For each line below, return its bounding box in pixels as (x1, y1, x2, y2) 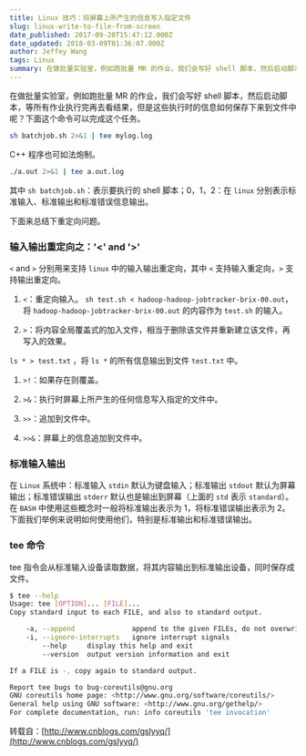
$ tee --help (9, 591, 59, 600)
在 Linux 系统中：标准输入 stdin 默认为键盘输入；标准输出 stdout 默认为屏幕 (9, 480, 296, 491)
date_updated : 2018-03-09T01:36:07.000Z (9, 38, 166, 48)
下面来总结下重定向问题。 (9, 215, 106, 226)
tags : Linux (9, 56, 55, 65)
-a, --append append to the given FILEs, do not (25, 625, 267, 634)
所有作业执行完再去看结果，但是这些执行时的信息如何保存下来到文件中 (33, 101, 297, 112)
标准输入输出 (9, 457, 66, 470)
